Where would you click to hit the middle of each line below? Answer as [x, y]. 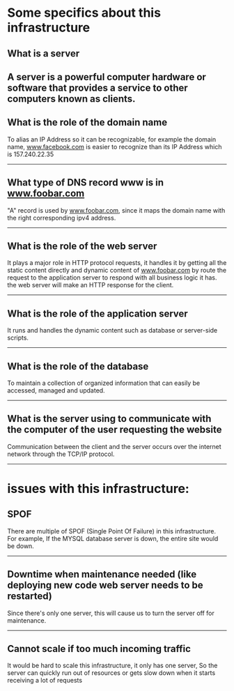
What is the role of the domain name [87, 122]
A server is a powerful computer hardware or [107, 77]
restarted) [30, 597]
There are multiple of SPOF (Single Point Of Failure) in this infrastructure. [111, 531]
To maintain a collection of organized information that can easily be [104, 383]
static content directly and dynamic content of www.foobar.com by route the [117, 271]
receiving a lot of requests [45, 681]
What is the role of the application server [97, 313]
